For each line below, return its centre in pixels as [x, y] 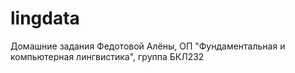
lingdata [45, 18]
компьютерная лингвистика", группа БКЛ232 [107, 56]
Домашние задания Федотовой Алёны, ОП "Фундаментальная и [148, 46]
